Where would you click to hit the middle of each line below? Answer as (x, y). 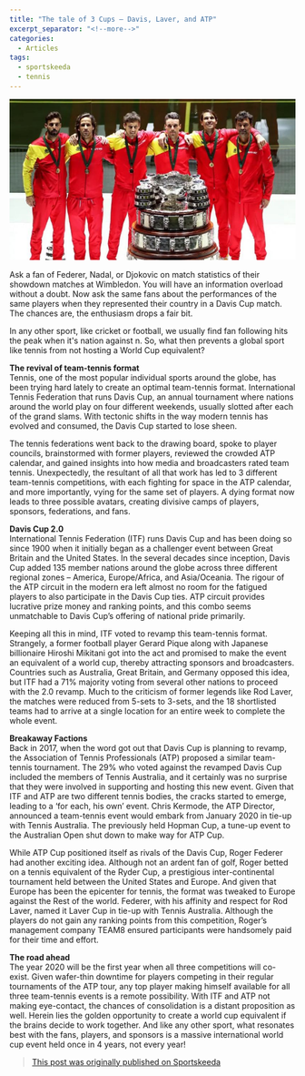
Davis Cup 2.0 (37, 529)
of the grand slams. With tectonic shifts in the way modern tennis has (139, 416)
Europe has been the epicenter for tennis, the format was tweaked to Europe (152, 891)
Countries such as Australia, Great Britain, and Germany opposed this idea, (150, 672)
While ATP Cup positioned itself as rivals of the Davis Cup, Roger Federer (146, 852)
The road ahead (40, 957)
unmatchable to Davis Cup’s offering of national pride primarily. (128, 615)
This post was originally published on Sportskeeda (126, 1061)
